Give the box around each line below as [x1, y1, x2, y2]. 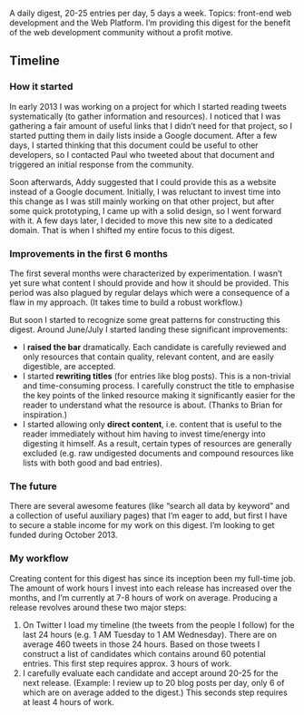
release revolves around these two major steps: [9, 602, 187, 612]
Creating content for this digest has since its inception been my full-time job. [9, 573, 296, 583]
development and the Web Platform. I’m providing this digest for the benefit [9, 17, 291, 28]
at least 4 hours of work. [22, 696, 115, 707]
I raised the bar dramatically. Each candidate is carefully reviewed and [22, 341, 287, 352]
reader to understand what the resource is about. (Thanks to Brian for [22, 399, 283, 410]
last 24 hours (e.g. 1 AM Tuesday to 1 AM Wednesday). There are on [22, 629, 277, 640]
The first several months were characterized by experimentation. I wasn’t [9, 268, 283, 279]
